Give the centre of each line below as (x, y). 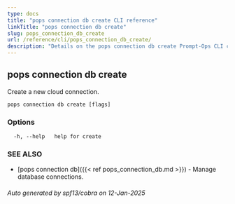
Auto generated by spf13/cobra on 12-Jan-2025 (76, 193)
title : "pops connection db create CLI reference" (83, 20)
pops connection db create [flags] (59, 104)
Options (21, 122)
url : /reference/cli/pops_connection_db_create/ (79, 40)
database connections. (50, 177)
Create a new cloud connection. (53, 91)
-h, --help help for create (57, 137)
